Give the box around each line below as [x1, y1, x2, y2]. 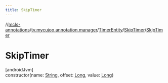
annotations [5, 26, 30, 33]
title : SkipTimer [5, 7, 42, 13]
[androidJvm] [5, 66, 34, 72]
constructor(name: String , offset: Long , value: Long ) [5, 72, 114, 78]
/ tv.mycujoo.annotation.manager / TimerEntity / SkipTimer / [29, 26, 147, 33]
